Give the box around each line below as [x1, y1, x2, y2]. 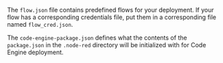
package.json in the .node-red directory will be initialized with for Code [7, 41, 207, 49]
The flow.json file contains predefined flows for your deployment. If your [7, 6, 214, 14]
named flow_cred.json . [7, 21, 73, 28]
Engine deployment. [7, 48, 64, 56]
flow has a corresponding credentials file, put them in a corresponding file [7, 13, 217, 21]
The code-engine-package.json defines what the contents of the [7, 34, 187, 42]
